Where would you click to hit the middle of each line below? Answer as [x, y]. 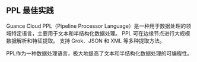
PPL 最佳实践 [30, 11]
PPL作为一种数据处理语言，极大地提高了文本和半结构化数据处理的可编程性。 [99, 53]
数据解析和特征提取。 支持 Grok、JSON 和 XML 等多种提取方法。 [85, 41]
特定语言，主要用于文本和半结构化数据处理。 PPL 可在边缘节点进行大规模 [101, 33]
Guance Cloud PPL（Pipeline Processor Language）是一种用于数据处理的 [96, 26]
